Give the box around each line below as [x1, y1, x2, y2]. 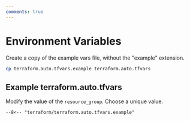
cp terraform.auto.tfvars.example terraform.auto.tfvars [5, 66, 151, 72]
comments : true [5, 8, 44, 15]
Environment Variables [5, 34, 122, 48]
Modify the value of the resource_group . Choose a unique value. [5, 98, 164, 105]
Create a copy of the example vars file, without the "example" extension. [5, 54, 185, 61]
